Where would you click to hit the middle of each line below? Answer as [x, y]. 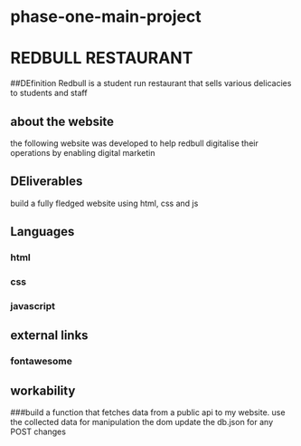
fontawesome [42, 362]
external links [49, 336]
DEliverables [47, 182]
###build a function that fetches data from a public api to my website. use [148, 412]
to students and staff [49, 93]
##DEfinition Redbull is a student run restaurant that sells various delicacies [151, 83]
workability [43, 390]
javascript [33, 305]
